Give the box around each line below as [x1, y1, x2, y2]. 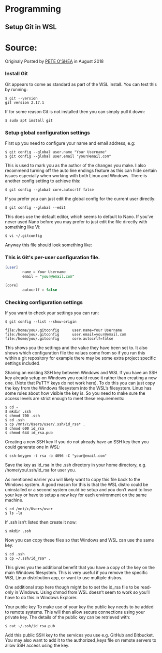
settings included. [5, 360, 41, 366]
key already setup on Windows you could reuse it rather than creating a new [5, 375, 157, 381]
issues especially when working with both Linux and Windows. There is [5, 173, 147, 179]
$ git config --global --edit [5, 205, 66, 210]
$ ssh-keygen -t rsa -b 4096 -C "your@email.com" [5, 453, 107, 458]
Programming [5, 3, 61, 15]
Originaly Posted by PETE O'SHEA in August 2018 [5, 58, 104, 64]
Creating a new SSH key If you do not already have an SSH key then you [5, 439, 149, 445]
